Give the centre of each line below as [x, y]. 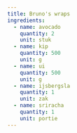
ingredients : [26, 20]
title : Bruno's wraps [39, 14]
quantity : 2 [37, 33]
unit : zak [34, 99]
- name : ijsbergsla [42, 86]
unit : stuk [36, 40]
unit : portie [39, 118]
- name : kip [31, 46]
